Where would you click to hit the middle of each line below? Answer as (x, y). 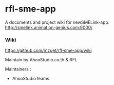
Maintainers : (18, 69)
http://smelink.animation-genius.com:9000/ (49, 27)
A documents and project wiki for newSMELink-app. (57, 22)
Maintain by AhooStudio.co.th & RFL (41, 60)
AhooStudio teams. (31, 79)
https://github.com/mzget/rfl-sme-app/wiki (48, 50)
